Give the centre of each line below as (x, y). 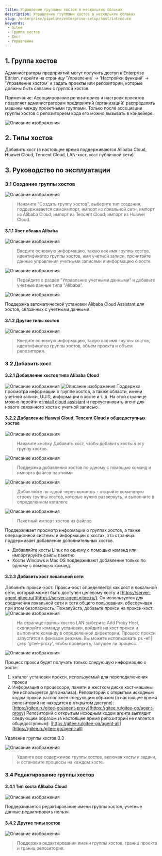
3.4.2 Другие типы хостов (33, 823)
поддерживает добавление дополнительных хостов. (59, 540)
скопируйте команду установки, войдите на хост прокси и (77, 628)
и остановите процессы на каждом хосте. (60, 762)
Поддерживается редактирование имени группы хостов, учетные (73, 807)
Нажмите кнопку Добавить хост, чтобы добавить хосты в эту (81, 443)
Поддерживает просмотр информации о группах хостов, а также (73, 530)
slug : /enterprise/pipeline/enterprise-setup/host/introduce (68, 19)
